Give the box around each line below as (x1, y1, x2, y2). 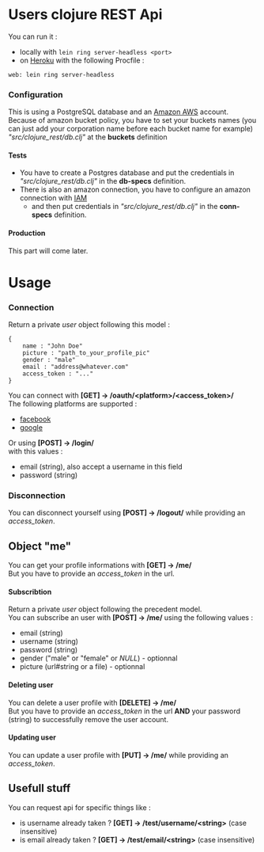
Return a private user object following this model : (8, 320, 170, 329)
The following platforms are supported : (8, 399, 138, 409)
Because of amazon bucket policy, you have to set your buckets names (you (8, 116, 257, 125)
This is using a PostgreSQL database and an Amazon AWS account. (8, 107, 229, 116)
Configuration (8, 89, 63, 100)
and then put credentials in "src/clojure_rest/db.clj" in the (31, 202, 218, 211)
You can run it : (8, 32, 58, 41)
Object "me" (8, 539, 72, 553)
